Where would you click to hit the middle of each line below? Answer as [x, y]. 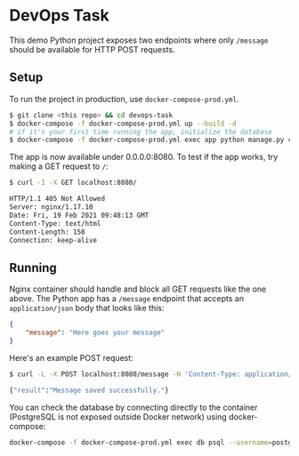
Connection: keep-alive [53, 240]
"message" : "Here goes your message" [95, 333]
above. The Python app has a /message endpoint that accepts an [127, 299]
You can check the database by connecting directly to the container [133, 407]
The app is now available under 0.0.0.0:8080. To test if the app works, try [144, 157]
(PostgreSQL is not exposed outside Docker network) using [118, 416]
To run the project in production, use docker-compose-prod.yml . [124, 99]
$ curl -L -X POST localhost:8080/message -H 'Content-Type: [125, 374]
